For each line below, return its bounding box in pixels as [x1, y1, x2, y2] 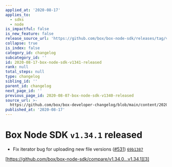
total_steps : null [5, 69, 45, 75]
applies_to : [5, 12, 31, 17]
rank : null [5, 64, 29, 69]
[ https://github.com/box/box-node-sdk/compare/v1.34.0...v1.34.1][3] [5, 156, 149, 162]
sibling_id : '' [5, 79, 38, 84]
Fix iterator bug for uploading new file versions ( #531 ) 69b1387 [12, 146, 143, 152]
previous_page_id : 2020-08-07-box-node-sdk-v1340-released [5, 93, 134, 98]
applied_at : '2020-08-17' [5, 7, 60, 13]
